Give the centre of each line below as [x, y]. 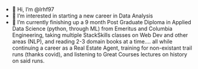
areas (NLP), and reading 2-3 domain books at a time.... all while [92, 41]
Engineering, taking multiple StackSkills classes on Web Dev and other [100, 35]
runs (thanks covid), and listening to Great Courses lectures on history [100, 54]
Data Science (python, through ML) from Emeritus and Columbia [92, 28]
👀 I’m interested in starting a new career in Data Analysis [82, 16]
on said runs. [28, 61]
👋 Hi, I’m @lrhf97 [33, 9]
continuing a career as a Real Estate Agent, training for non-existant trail [102, 48]
